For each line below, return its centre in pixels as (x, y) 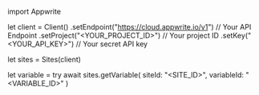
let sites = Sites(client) (45, 59)
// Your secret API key (112, 44)
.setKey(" (236, 36)
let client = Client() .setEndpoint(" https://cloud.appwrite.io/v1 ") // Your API (129, 27)
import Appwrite (34, 12)
